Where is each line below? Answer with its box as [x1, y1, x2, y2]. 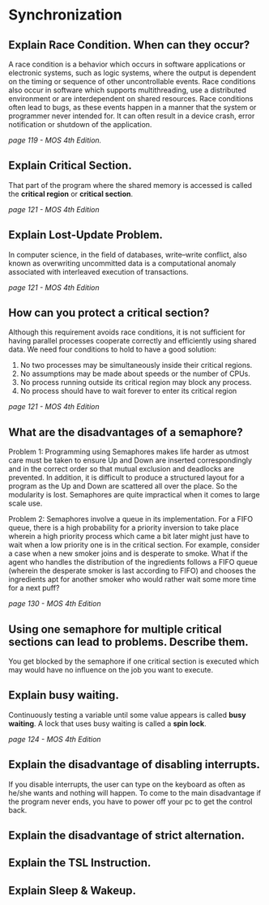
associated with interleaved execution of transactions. [8, 267, 189, 276]
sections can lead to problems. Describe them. [8, 634, 249, 649]
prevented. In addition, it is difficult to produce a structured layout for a [8, 472, 245, 483]
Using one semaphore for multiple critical [8, 622, 222, 636]
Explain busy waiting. [8, 689, 119, 702]
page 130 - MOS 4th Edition [8, 599, 101, 608]
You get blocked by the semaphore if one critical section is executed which [8, 656, 259, 666]
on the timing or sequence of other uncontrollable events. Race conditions [8, 77, 256, 86]
